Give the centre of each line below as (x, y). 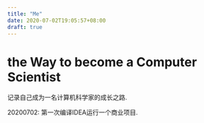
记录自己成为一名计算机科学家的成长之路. (67, 98)
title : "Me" (25, 14)
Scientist (34, 77)
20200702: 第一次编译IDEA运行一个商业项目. (73, 112)
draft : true (25, 27)
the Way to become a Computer (102, 62)
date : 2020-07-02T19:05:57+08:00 (57, 20)
